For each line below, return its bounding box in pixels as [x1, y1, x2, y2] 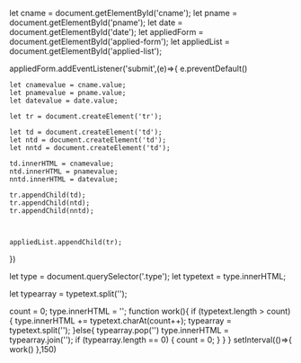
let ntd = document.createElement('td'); [9, 136, 167, 145]
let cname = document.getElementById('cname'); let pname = [9, 8, 238, 18]
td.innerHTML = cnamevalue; [9, 159, 115, 168]
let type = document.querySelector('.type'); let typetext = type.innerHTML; [9, 271, 287, 281]
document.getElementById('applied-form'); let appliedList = [9, 36, 231, 47]
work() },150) [9, 344, 57, 354]
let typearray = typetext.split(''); [9, 288, 128, 299]
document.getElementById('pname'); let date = [9, 17, 183, 28]
